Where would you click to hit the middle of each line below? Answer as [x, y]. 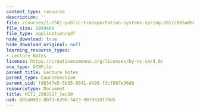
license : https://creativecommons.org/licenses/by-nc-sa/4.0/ [85, 61]
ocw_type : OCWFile [29, 67]
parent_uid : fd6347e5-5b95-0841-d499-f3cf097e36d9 [70, 84]
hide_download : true [32, 39]
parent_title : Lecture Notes [42, 72]
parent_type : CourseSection [41, 78]
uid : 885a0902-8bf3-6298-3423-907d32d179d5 [61, 100]
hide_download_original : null [44, 45]
